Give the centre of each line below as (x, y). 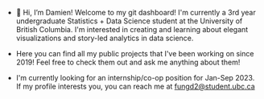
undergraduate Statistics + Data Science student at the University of (129, 21)
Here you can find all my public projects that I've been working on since (135, 54)
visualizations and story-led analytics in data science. (105, 38)
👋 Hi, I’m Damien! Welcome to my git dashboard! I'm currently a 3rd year (136, 12)
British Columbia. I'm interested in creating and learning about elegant (132, 29)
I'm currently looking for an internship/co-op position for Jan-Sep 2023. (135, 78)
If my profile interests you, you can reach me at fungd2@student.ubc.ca (135, 86)
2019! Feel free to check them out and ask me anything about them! (128, 62)
